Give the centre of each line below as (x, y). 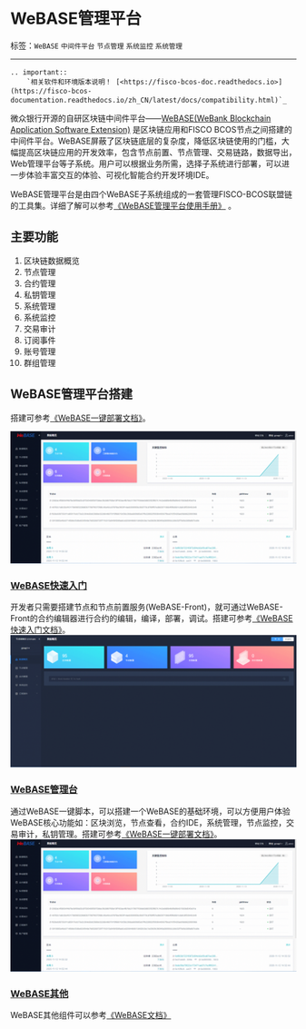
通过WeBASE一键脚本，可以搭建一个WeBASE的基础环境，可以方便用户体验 (150, 811)
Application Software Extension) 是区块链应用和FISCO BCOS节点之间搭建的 (152, 129)
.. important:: (39, 72)
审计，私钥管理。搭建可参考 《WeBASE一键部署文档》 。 (120, 834)
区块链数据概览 (51, 261)
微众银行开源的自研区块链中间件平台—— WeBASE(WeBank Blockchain (141, 118)
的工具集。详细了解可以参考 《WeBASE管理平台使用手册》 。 (123, 205)
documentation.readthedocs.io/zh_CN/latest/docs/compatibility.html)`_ (148, 100)
